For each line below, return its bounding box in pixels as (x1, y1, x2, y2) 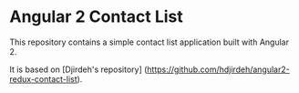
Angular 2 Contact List (9, 6, 184, 27)
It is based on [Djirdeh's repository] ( (9, 64, 148, 75)
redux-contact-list (9, 73, 77, 84)
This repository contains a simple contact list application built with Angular (9, 36, 290, 47)
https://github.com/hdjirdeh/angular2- (147, 64, 290, 75)
